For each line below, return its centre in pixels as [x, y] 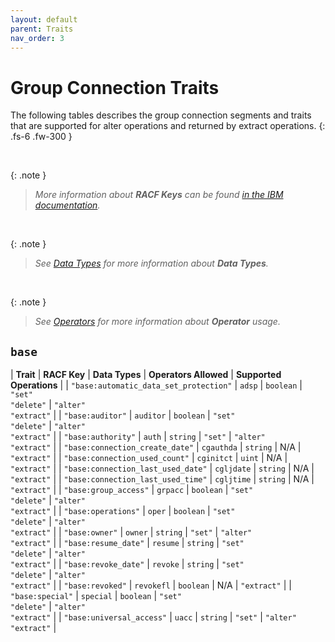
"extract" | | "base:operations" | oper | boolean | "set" [123, 511]
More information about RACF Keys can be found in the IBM [159, 195]
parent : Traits [42, 29]
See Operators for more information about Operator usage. [157, 322]
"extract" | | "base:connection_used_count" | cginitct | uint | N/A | [149, 458]
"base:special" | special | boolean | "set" [96, 596]
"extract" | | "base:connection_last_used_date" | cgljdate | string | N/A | [162, 468]
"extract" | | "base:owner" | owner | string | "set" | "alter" [131, 532]
